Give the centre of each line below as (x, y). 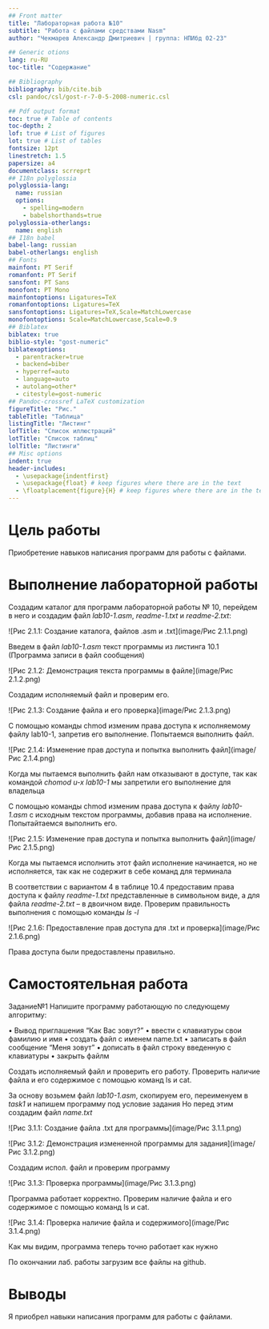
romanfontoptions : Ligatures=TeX (64, 305)
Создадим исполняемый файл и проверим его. (89, 694)
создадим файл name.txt (50, 1112)
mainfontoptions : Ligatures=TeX (62, 297)
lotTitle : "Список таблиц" (53, 439)
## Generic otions (39, 53)
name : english (39, 230)
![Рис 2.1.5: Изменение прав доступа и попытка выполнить (109, 838)
